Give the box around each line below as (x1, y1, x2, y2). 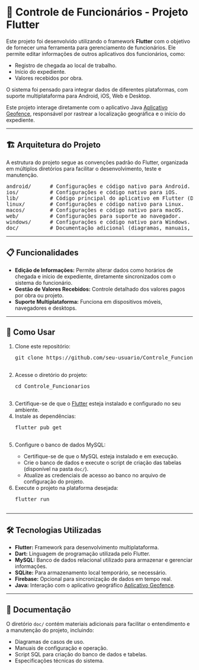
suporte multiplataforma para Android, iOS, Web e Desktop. (6, 92, 152, 99)
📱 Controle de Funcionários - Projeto (6, 5, 188, 19)
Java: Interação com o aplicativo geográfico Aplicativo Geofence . (14, 582, 176, 589)
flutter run (14, 496, 50, 503)
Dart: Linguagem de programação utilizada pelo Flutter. (14, 550, 150, 558)
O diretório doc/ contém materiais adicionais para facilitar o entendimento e (6, 621, 190, 627)
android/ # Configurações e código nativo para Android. (6, 183, 191, 190)
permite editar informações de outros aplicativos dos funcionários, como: (6, 50, 185, 57)
